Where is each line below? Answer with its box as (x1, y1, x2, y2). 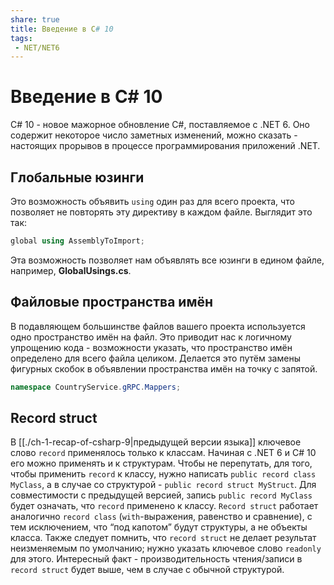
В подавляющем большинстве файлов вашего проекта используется (10, 320, 306, 332)
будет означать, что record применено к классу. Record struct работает (10, 500, 319, 512)
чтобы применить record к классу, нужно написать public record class (10, 468, 317, 480)
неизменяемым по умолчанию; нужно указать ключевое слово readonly (10, 542, 322, 555)
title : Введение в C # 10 (10, 24, 114, 34)
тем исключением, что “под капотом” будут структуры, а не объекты (10, 521, 308, 533)
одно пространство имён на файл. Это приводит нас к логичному (10, 331, 292, 343)
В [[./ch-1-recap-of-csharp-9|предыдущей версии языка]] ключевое (10, 436, 302, 448)
